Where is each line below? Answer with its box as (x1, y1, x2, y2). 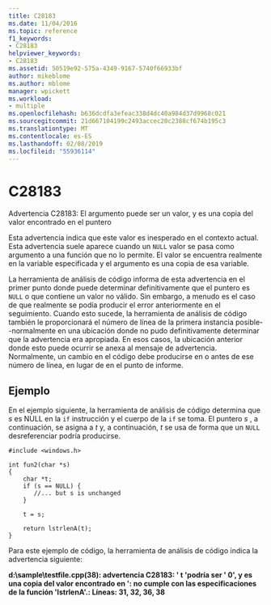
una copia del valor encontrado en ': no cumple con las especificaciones (8, 579, 257, 589)
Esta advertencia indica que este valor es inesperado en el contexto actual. (8, 233, 259, 243)
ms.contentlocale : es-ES (8, 132, 92, 140)
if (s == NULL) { (23, 482, 82, 490)
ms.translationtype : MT (8, 125, 89, 133)
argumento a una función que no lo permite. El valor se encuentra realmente (8, 250, 263, 260)
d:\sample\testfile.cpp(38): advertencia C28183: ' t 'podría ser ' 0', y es (8, 570, 253, 580)
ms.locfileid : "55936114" (8, 147, 95, 155)
